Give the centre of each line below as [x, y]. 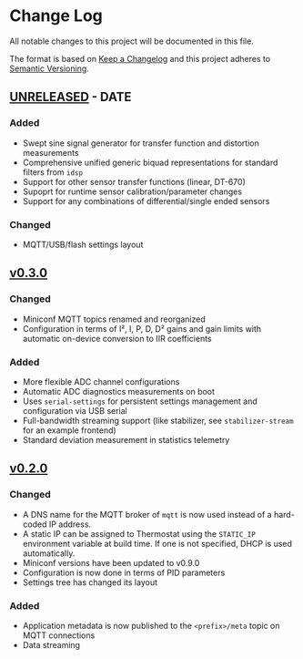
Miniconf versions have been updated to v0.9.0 [111, 562]
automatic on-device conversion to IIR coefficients [117, 338]
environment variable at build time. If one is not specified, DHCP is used [157, 543]
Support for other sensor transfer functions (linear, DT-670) [134, 181]
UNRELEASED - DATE [71, 97]
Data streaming [51, 644]
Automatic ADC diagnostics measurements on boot [119, 391]
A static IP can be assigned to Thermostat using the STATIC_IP [139, 533]
